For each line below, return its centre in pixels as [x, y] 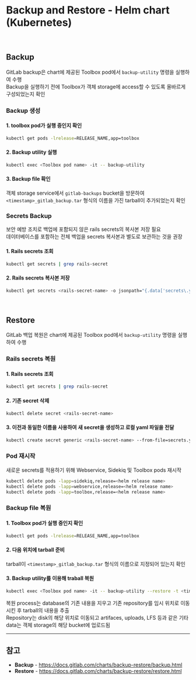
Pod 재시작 [21, 456]
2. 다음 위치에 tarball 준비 [36, 550]
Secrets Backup [29, 216]
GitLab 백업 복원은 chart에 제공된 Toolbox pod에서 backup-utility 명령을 [91, 335]
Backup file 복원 [29, 508]
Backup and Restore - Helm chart [88, 10]
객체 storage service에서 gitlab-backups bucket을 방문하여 [75, 193]
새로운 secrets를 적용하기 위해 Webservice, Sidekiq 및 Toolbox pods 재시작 [94, 470]
